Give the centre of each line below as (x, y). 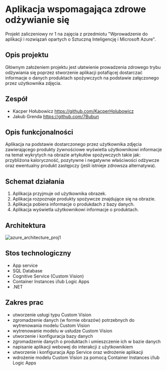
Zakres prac (24, 303)
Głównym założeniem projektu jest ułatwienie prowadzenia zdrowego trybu (83, 67)
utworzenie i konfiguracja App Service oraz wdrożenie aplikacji (78, 352)
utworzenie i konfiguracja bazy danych (53, 336)
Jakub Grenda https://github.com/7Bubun (56, 116)
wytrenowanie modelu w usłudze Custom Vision (62, 331)
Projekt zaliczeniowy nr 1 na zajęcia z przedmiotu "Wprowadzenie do (77, 34)
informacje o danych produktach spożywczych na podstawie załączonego (82, 78)
